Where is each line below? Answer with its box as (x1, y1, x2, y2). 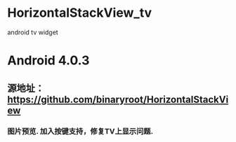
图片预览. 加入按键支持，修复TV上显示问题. (7, 127, 153, 136)
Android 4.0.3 (7, 52, 90, 69)
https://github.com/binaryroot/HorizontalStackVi (7, 93, 229, 106)
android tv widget (7, 28, 58, 36)
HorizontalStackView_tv (7, 5, 152, 21)
